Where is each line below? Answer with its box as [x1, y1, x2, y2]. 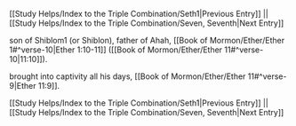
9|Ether [9, 81, 37, 91]
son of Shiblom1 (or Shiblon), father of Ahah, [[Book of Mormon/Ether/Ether [9, 35, 285, 45]
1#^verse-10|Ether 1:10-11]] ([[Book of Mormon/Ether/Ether [9, 44, 223, 55]
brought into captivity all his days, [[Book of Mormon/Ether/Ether [9, 71, 246, 82]
